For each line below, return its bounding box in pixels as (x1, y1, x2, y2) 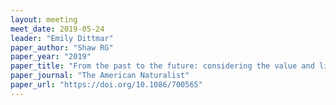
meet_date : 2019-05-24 (10, 24, 105, 34)
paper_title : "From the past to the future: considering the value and (10, 61, 315, 71)
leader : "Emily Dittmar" (10, 33, 114, 43)
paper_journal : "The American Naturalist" (10, 71, 190, 81)
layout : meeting (10, 14, 78, 25)
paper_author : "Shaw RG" (10, 42, 114, 53)
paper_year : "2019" (10, 52, 92, 62)
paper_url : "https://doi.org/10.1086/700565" (10, 80, 203, 90)
